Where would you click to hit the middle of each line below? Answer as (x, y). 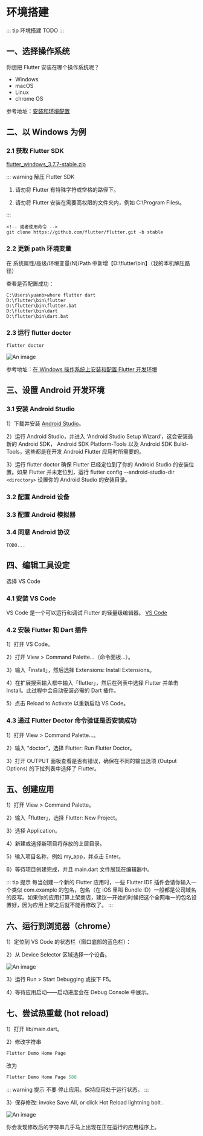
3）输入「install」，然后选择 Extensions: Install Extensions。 (81, 670)
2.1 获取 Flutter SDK (35, 151)
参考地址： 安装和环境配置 (38, 111)
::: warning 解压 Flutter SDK (40, 177)
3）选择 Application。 (33, 831)
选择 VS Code (23, 581)
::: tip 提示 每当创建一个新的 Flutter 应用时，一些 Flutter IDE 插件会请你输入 (99, 882)
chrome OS (29, 98)
